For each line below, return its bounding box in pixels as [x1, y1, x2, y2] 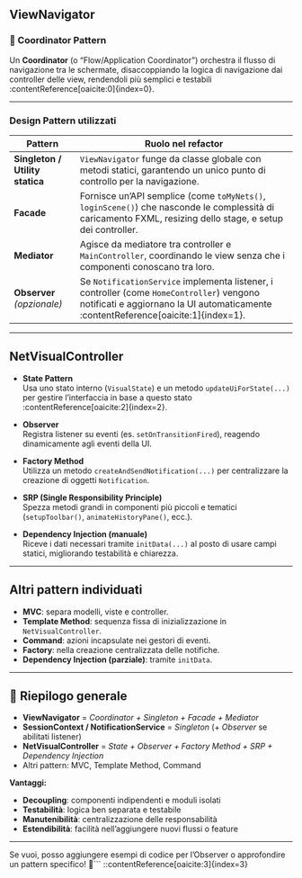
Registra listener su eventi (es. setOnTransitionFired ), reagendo [22, 428, 261, 439]
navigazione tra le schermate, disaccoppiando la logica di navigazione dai [9, 64, 283, 75]
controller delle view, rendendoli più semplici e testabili [9, 74, 213, 85]
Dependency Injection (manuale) [22, 528, 148, 539]
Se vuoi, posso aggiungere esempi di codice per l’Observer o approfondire [9, 849, 286, 860]
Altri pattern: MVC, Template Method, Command [22, 760, 202, 771]
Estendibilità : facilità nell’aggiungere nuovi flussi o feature [22, 823, 238, 835]
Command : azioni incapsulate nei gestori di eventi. [22, 634, 211, 646]
